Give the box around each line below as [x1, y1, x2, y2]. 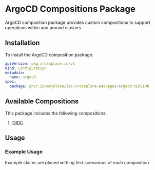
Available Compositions [5, 97, 79, 106]
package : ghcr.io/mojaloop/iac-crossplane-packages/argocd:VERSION [9, 84, 150, 89]
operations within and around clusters [5, 24, 81, 30]
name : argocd [9, 75, 36, 80]
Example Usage [5, 149, 43, 155]
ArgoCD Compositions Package [5, 3, 136, 15]
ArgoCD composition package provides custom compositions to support [5, 19, 150, 25]
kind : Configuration [5, 66, 47, 71]
